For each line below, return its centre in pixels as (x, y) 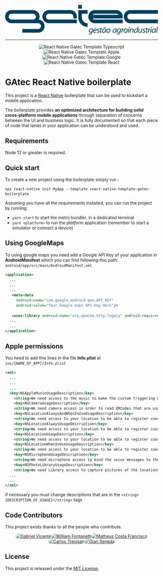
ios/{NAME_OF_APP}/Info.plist (36, 364)
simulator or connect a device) (43, 228)
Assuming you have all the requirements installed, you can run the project (78, 203)
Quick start (22, 168)
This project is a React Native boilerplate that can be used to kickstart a (76, 96)
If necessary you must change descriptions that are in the (63, 495)
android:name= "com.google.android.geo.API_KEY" (65, 300)
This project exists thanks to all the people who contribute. (64, 527)
